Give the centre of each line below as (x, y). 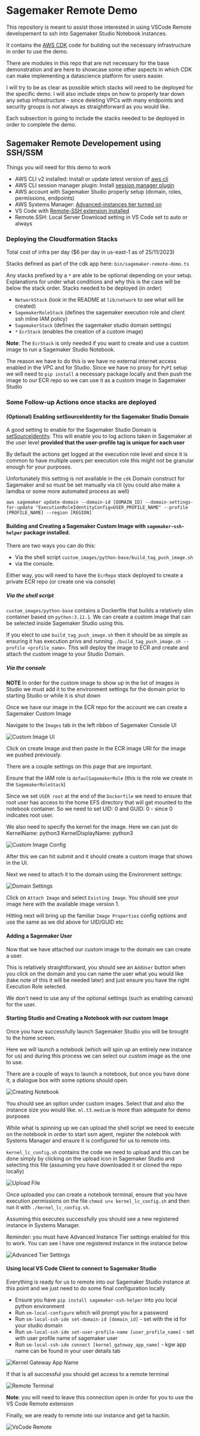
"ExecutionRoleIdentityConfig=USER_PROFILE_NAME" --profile (112, 507)
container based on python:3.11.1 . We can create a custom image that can (99, 617)
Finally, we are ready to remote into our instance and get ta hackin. (88, 1415)
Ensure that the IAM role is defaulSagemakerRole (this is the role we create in (99, 778)
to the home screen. (31, 1038)
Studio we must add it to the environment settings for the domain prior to (96, 689)
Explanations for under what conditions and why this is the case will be (93, 282)
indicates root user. (30, 815)
